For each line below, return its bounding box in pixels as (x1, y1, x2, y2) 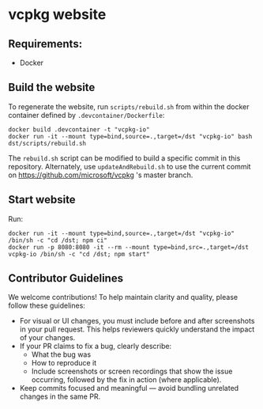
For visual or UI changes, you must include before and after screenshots (19, 316, 255, 326)
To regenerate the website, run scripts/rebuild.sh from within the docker (8, 101, 250, 112)
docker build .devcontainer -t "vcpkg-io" (8, 125, 150, 134)
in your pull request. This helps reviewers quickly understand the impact (19, 324, 255, 334)
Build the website (8, 81, 96, 94)
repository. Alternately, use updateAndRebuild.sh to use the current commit (8, 161, 251, 171)
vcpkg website (8, 6, 107, 24)
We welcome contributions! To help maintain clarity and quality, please (8, 293, 239, 302)
